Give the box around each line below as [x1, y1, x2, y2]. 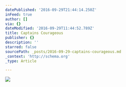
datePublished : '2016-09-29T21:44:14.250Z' [5, 7, 97, 12]
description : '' [5, 40, 39, 45]
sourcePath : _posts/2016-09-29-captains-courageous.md [5, 49, 122, 54]
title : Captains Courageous [5, 30, 64, 35]
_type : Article [5, 58, 37, 63]
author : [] [5, 16, 28, 21]
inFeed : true [5, 12, 32, 17]
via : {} [5, 21, 21, 26]
